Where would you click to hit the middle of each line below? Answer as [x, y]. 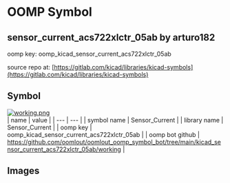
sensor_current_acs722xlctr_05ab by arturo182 [111, 37]
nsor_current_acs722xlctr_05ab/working [64, 149]
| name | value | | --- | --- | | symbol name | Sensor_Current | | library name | [115, 120]
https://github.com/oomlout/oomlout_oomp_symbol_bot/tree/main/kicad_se [114, 142]
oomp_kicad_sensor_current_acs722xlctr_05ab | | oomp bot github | [103, 134]
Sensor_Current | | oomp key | [50, 127]
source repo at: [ [31, 67]
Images [23, 171]
